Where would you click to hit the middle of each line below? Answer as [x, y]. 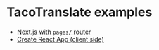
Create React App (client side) [61, 39]
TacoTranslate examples [79, 12]
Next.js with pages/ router [54, 32]
